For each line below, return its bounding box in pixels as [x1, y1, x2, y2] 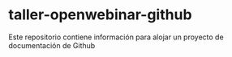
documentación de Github [8, 40, 96, 50]
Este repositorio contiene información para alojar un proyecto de [8, 32, 225, 42]
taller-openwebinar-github [8, 6, 192, 24]
